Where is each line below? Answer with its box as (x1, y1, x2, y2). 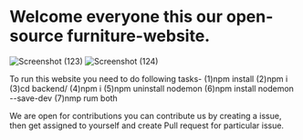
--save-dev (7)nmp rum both (9, 93, 119, 104)
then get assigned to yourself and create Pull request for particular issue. (9, 120, 285, 131)
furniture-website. (67, 25, 211, 46)
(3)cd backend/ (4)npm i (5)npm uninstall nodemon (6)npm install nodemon (9, 83, 295, 94)
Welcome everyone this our (9, 6, 224, 27)
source (9, 25, 64, 46)
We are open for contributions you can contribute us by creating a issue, (9, 110, 282, 121)
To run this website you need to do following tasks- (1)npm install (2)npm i (9, 73, 288, 84)
